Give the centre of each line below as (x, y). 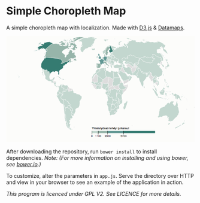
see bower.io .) (24, 164)
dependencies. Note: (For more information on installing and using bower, (97, 158)
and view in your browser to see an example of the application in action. (95, 182)
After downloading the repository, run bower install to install (82, 152)
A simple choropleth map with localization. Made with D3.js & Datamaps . (96, 28)
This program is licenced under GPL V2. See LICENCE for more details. (94, 194)
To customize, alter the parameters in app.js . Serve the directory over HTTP (100, 176)
